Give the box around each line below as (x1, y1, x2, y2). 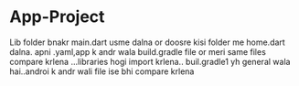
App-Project (9, 6, 105, 27)
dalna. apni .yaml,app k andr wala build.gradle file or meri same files (9, 46, 267, 57)
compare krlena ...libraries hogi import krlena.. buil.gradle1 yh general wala (9, 56, 291, 67)
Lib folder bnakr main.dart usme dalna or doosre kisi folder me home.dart (9, 37, 285, 48)
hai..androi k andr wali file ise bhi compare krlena (9, 66, 195, 77)
